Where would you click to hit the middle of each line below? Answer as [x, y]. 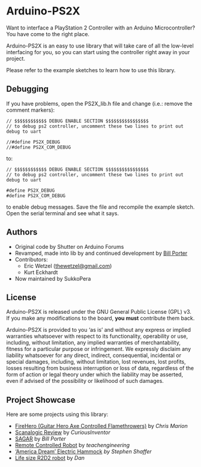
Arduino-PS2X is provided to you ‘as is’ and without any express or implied [98, 330]
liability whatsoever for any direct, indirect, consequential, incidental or [94, 355]
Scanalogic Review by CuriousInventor [63, 432]
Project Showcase [41, 400]
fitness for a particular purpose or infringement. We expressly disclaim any [99, 349]
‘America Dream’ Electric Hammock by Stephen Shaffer [83, 451]
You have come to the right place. [48, 34]
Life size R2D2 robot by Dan [50, 458]
